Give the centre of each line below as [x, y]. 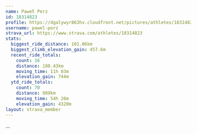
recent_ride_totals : [36, 55]
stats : [14, 39]
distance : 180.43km [40, 66]
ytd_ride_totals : [32, 83]
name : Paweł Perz [27, 11]
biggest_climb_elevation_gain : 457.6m [59, 50]
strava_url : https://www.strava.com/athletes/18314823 [74, 33]
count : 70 [28, 88]
